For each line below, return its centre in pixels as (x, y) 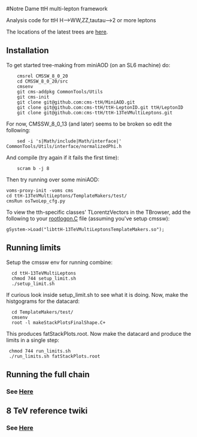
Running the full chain (48, 374)
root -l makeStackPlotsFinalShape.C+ (59, 323)
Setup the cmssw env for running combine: (59, 262)
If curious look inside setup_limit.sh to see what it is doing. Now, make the (97, 295)
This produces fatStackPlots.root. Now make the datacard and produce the (99, 333)
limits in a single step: (33, 340)
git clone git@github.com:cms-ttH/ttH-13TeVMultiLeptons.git (95, 113)
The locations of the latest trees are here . (57, 32)
